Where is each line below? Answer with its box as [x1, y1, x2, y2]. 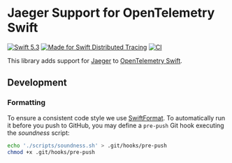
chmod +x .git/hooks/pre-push [7, 148, 96, 155]
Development [7, 77, 68, 89]
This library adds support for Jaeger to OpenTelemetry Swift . [7, 56, 183, 64]
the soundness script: [7, 128, 70, 137]
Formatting [7, 98, 46, 108]
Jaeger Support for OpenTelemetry [7, 5, 215, 21]
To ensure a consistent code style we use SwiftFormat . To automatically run [7, 113, 226, 122]
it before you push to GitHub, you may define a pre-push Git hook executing [7, 121, 225, 129]
